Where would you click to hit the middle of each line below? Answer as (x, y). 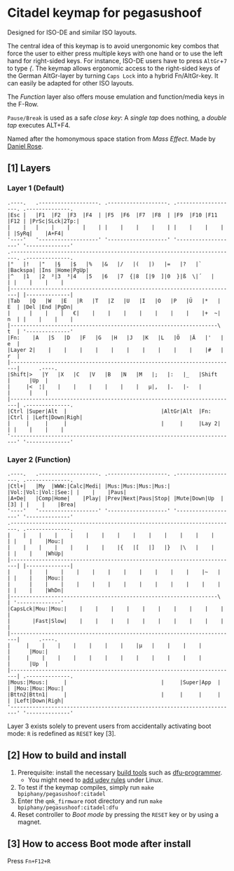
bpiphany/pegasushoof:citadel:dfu (68, 807)
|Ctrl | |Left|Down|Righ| (45, 417)
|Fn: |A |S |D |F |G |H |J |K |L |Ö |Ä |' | (116, 338)
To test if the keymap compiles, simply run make (85, 787)
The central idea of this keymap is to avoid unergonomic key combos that (113, 46)
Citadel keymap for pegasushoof (104, 13)
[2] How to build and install (67, 756)
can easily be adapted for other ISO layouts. (71, 83)
